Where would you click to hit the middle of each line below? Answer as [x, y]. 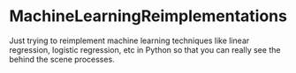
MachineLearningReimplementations [148, 16]
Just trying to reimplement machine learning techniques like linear [129, 40]
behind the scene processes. [62, 59]
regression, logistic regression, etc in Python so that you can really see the [145, 49]
